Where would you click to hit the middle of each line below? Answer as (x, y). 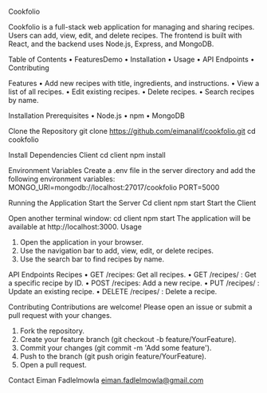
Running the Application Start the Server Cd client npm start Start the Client (132, 203)
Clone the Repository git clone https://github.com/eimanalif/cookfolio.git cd (132, 131)
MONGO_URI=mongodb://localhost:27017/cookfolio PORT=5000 (114, 187)
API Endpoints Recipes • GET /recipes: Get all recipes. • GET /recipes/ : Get (132, 275)
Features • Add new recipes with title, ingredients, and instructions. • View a (134, 83)
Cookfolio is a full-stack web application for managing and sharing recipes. (132, 27)
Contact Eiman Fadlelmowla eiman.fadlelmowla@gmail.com (106, 380)
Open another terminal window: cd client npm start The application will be (130, 218)
